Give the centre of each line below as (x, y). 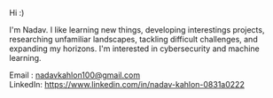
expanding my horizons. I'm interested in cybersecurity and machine (134, 49)
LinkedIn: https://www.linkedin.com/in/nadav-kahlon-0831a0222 (127, 84)
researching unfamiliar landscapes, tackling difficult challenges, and (134, 39)
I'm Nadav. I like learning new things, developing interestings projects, (137, 30)
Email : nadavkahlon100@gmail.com (74, 75)
